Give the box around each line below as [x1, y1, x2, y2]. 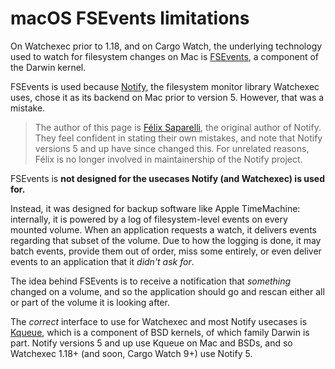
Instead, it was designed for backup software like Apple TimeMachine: [10, 202, 301, 214]
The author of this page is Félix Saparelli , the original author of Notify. [34, 121, 322, 133]
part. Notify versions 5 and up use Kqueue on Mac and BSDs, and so [10, 337, 293, 349]
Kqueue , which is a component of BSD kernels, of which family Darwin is [10, 326, 310, 338]
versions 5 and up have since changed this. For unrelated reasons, [34, 142, 310, 154]
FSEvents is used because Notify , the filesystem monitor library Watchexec [10, 80, 320, 92]
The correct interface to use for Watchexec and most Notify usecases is [10, 315, 308, 327]
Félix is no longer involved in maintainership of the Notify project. [34, 153, 303, 165]
